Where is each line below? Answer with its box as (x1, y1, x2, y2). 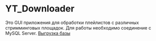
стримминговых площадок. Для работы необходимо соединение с (5, 24, 151, 30)
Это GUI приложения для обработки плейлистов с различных (5, 19, 139, 25)
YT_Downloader (5, 3, 75, 14)
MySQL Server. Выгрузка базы (5, 30, 71, 36)
